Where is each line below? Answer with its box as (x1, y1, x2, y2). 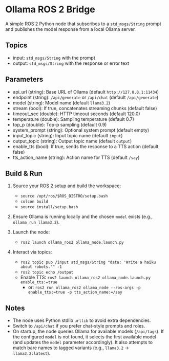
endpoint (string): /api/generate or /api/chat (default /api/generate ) (12, 94, 159, 100)
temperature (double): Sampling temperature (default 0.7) (12, 116, 134, 122)
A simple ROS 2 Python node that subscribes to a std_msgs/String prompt (5, 21, 161, 27)
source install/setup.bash (20, 205, 78, 210)
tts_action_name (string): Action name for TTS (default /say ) (12, 154, 140, 160)
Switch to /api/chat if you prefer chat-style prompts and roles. (12, 323, 145, 329)
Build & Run (5, 169, 43, 178)
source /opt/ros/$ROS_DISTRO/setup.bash (20, 194, 108, 199)
